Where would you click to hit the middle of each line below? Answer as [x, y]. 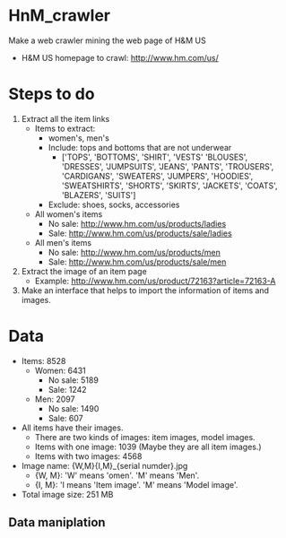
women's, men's [78, 138]
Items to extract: [65, 128]
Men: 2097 [55, 399]
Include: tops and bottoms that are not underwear [140, 147]
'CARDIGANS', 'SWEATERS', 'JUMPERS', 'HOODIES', [157, 176]
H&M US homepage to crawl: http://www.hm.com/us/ [120, 57]
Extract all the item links [65, 118]
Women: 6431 [60, 370]
